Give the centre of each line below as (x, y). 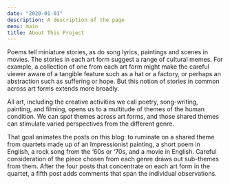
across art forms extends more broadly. (63, 89)
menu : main (23, 26)
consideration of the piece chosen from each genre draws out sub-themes (113, 159)
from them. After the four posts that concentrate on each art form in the (108, 166)
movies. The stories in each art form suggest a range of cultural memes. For (115, 60)
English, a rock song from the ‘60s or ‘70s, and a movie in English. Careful (112, 152)
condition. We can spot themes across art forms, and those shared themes (113, 117)
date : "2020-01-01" (35, 13)
